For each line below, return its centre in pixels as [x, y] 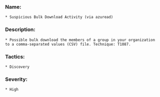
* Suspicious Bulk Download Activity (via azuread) [59, 17]
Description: [20, 30]
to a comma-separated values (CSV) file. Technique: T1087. [68, 44]
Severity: [16, 79]
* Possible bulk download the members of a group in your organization [80, 40]
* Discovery [17, 67]
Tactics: [15, 56]
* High [12, 90]
